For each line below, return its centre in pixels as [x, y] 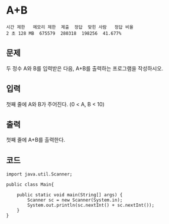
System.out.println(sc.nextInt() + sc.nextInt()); [91, 205]
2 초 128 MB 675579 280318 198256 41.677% [64, 33]
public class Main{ [30, 185]
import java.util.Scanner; [39, 174]
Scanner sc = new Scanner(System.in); [75, 200]
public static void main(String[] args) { [70, 195]
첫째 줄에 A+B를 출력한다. [36, 140]
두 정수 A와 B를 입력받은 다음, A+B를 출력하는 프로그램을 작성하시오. [85, 68]
